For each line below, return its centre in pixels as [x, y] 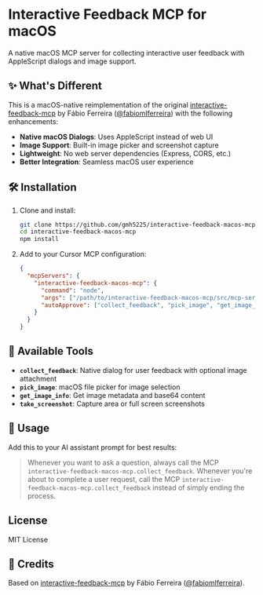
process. [42, 495]
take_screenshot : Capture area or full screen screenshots [112, 403]
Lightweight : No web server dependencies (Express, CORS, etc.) [125, 153]
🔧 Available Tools [51, 351]
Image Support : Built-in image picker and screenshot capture [119, 145]
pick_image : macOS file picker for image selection [100, 387]
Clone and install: [47, 210]
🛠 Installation [42, 187]
